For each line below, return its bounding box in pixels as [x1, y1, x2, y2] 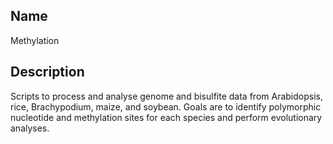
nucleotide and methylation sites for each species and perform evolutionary [10, 111, 323, 123]
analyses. [10, 122, 50, 134]
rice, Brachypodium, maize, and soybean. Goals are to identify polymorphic [10, 100, 322, 113]
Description [10, 64, 85, 81]
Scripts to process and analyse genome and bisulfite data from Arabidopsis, [10, 90, 323, 102]
